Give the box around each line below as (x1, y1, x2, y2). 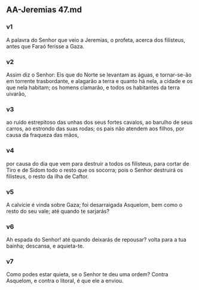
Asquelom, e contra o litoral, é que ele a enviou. (6, 277, 124, 285)
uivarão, (6, 90, 26, 97)
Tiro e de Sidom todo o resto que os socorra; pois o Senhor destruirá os (6, 166, 183, 173)
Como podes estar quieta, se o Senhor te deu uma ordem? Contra (6, 271, 169, 278)
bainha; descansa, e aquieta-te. (6, 242, 85, 250)
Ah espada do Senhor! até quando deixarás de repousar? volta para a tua (6, 236, 186, 243)
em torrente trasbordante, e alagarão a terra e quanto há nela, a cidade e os (6, 77, 193, 84)
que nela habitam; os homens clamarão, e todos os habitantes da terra (6, 84, 180, 91)
